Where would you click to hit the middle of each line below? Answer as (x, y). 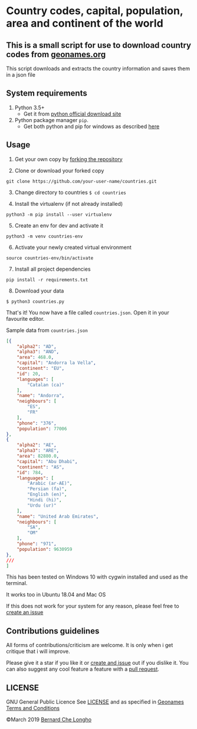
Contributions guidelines (53, 631)
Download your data (39, 291)
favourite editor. (25, 318)
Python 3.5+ (30, 107)
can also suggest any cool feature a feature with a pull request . (83, 669)
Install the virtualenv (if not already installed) (69, 203)
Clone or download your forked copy (59, 170)
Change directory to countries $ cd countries (70, 192)
